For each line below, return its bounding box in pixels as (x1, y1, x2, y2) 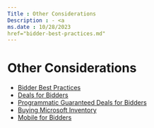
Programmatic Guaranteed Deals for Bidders (17, 98, 147, 107)
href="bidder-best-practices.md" (7, 30, 106, 37)
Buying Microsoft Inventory (17, 106, 97, 115)
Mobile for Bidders (17, 113, 72, 122)
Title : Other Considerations (7, 10, 97, 18)
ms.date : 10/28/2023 (7, 23, 71, 30)
